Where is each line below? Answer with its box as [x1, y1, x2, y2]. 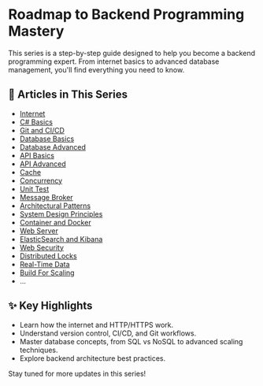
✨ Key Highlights [8, 299, 93, 313]
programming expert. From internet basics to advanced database [8, 57, 220, 66]
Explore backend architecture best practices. [19, 353, 166, 363]
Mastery [8, 22, 65, 40]
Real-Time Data [19, 259, 70, 269]
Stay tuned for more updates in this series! [8, 369, 146, 378]
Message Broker [19, 192, 73, 202]
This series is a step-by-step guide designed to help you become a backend [8, 48, 256, 58]
